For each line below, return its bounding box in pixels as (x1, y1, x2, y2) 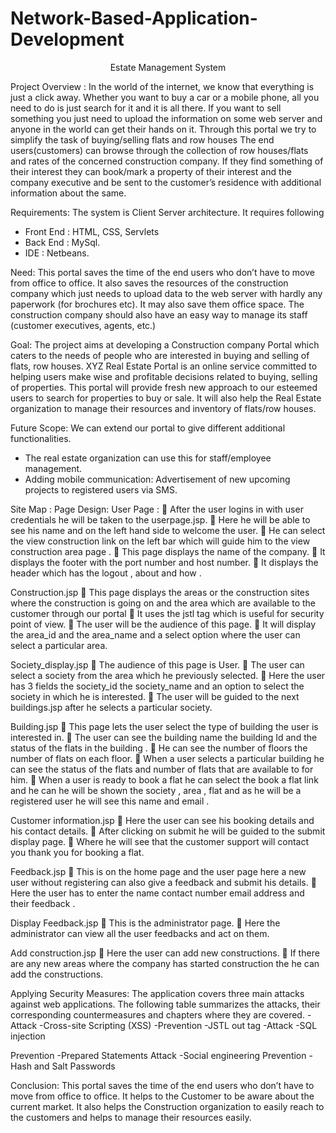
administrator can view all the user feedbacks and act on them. (10, 927, 270, 939)
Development (10, 28, 125, 51)
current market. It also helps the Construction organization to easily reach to (10, 1100, 325, 1112)
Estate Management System (109, 61, 227, 73)
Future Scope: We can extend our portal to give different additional (10, 422, 286, 434)
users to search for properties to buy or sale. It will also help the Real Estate (10, 392, 322, 404)
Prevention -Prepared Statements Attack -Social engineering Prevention (10, 1049, 307, 1061)
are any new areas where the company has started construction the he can (10, 957, 320, 969)
